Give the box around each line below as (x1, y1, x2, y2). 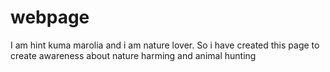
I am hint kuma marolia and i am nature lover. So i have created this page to (10, 39, 320, 51)
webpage (10, 6, 90, 29)
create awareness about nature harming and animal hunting (10, 49, 257, 61)
